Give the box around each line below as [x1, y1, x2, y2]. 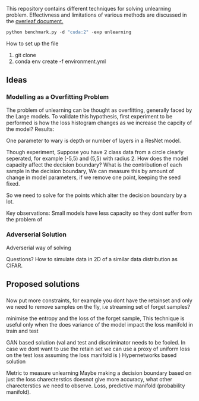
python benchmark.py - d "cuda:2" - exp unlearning [6, 29, 132, 35]
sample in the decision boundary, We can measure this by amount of [6, 167, 174, 174]
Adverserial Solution [6, 230, 67, 239]
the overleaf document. [6, 18, 64, 24]
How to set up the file [6, 40, 59, 47]
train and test [6, 327, 39, 335]
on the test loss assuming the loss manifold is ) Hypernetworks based [6, 352, 177, 359]
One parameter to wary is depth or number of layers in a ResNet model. [6, 137, 181, 144]
